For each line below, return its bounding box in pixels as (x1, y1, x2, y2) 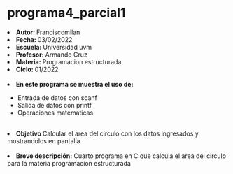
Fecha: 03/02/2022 (16, 35, 73, 43)
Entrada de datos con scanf (17, 93, 98, 102)
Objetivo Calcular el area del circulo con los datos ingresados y (16, 129, 199, 138)
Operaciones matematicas (17, 108, 94, 117)
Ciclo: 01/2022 (16, 65, 59, 73)
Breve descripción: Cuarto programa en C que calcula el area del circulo (16, 152, 226, 160)
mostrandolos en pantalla (7, 136, 80, 145)
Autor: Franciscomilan (16, 28, 80, 36)
